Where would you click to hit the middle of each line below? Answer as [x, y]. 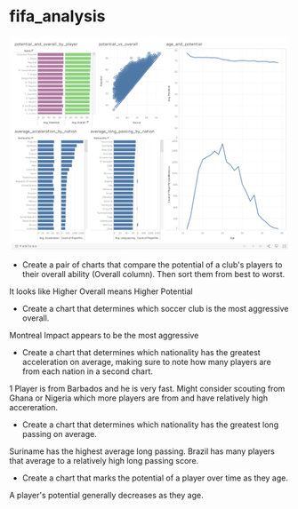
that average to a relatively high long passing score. [104, 461]
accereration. [34, 408]
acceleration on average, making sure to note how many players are [146, 362]
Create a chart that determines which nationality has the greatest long [150, 425]
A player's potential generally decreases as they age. [106, 496]
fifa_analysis [57, 16]
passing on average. [60, 434]
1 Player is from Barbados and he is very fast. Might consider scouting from [147, 389]
